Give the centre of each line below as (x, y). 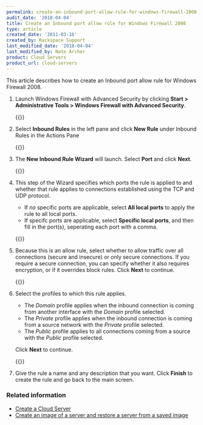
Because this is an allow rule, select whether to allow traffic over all (99, 250)
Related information (36, 395)
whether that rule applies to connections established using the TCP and (105, 189)
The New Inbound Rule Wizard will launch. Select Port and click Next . (103, 159)
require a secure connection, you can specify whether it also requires (102, 263)
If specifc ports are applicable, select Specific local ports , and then (109, 220)
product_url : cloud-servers (42, 63)
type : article (24, 29)
